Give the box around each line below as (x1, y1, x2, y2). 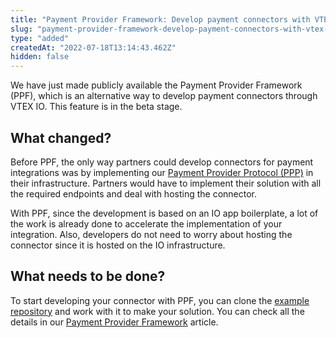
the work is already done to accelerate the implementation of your (10, 217, 283, 230)
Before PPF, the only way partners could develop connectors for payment (10, 156, 314, 168)
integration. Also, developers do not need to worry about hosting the (10, 228, 293, 240)
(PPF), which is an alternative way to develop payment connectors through (10, 90, 318, 102)
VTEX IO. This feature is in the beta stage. (10, 101, 183, 113)
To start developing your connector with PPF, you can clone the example (10, 294, 310, 306)
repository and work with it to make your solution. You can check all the (10, 305, 305, 317)
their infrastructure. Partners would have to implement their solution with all (10, 177, 322, 189)
